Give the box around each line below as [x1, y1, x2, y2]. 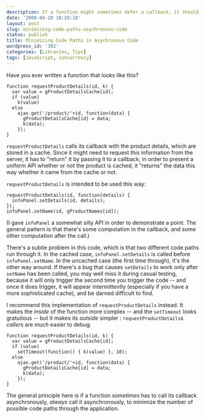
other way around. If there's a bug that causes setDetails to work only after [6, 263, 198, 270]
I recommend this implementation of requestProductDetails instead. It [6, 301, 184, 308]
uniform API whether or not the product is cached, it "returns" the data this [6, 162, 195, 169]
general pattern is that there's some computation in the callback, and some [6, 225, 196, 233]
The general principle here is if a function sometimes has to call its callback [6, 392, 197, 399]
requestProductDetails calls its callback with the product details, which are [6, 142, 196, 150]
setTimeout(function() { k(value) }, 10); [17, 349, 128, 355]
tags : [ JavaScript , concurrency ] [6, 55, 92, 61]
